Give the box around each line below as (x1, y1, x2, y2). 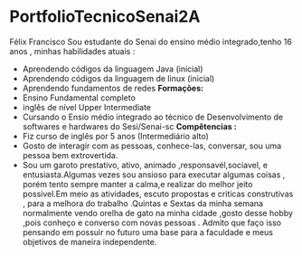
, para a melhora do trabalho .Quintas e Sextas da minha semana (22, 197, 264, 209)
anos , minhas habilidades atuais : (9, 45, 136, 56)
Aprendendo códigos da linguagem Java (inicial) (22, 63, 203, 74)
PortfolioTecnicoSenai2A (9, 6, 201, 27)
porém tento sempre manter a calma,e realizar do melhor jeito (22, 178, 253, 189)
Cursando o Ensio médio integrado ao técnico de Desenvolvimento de (22, 111, 283, 122)
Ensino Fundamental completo (22, 92, 136, 103)
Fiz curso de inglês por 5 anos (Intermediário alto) (22, 130, 210, 141)
